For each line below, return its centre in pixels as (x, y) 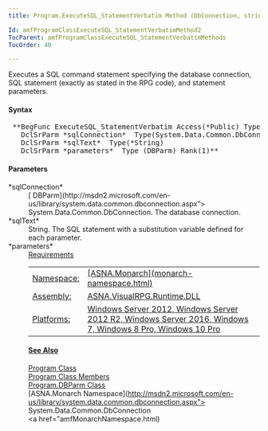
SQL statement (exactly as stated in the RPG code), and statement (117, 83)
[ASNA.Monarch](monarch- (140, 273)
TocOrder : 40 (30, 45)
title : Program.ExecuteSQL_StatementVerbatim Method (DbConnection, (124, 16)
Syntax (20, 109)
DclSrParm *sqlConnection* (74, 135)
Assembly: (52, 296)
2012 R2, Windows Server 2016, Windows (168, 319)
